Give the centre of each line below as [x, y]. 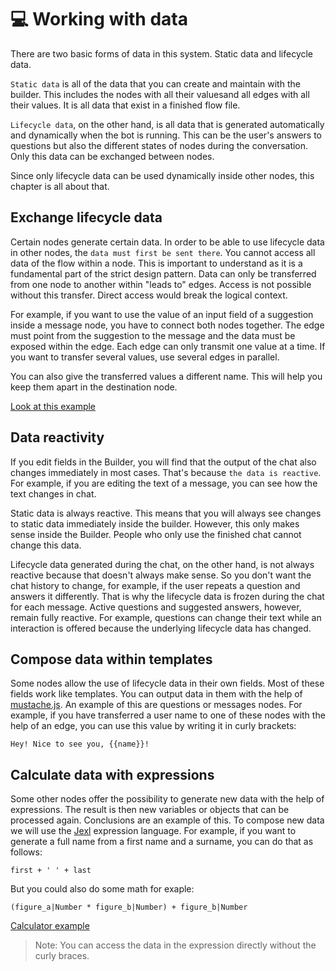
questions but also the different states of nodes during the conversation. [159, 145]
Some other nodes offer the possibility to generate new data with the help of [167, 799]
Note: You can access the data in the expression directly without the [175, 945]
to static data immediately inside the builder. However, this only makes [155, 523]
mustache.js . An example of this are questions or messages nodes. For [156, 705]
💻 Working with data [99, 19]
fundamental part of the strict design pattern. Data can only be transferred [163, 273]
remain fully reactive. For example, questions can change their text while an [166, 617]
